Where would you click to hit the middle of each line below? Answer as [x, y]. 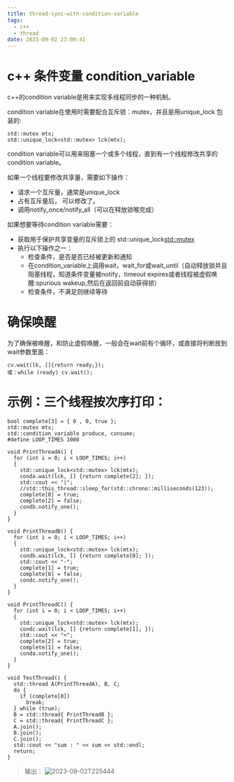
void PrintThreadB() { [40, 531]
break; [35, 702]
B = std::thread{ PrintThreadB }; [64, 714]
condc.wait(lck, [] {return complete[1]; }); [87, 629]
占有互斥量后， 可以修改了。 [58, 201]
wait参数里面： [29, 352]
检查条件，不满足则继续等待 [68, 292]
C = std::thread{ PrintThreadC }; [64, 721]
